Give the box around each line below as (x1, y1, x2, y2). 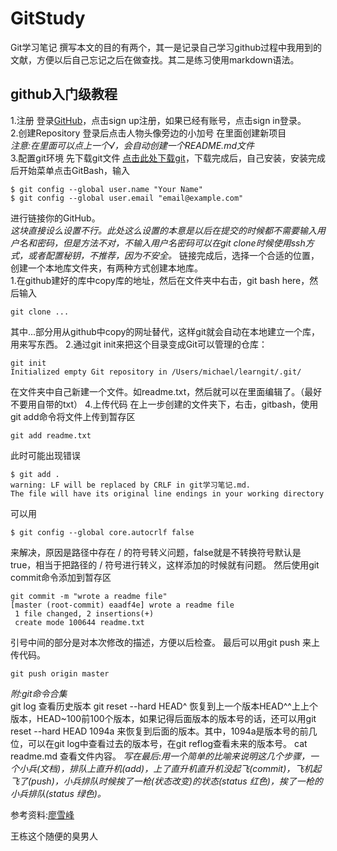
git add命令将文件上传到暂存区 (10, 410, 136, 422)
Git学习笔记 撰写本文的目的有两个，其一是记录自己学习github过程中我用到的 (10, 41, 323, 53)
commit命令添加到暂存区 (10, 571, 112, 583)
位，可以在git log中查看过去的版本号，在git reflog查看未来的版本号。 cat (10, 737, 308, 749)
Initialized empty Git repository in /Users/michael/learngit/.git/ (10, 367, 302, 377)
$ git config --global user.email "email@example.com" (10, 193, 244, 203)
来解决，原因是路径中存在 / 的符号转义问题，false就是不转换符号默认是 (10, 546, 302, 558)
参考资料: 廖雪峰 (10, 808, 75, 821)
